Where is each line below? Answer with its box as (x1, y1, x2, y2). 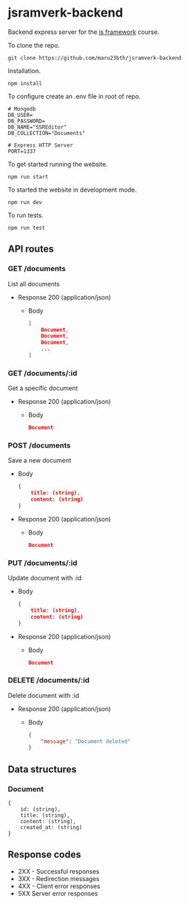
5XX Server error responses (17, 889, 98, 897)
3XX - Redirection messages (17, 874, 100, 883)
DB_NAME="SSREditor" (8, 123, 68, 131)
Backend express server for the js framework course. (8, 28, 160, 36)
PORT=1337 (8, 147, 37, 155)
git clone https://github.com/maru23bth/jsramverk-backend (8, 54, 182, 62)
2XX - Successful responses (17, 867, 100, 876)
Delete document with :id (8, 691, 79, 699)
